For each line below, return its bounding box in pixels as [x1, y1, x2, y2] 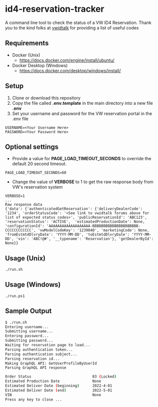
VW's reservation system [12, 184, 63, 190]
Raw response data [5, 202, 42, 207]
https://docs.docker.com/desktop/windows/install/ [19, 68, 121, 73]
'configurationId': [5, 224, 45, 229]
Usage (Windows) [5, 281, 61, 289]
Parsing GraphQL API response [5, 365, 67, 370]
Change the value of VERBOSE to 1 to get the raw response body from [12, 179, 154, 185]
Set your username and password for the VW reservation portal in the [12, 110, 153, 116]
